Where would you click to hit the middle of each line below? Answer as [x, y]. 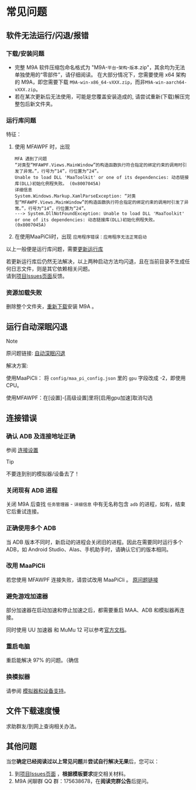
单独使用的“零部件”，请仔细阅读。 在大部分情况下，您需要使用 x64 [94, 74]
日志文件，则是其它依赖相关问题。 [52, 269]
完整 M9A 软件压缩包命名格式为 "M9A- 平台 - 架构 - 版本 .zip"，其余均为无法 [100, 67]
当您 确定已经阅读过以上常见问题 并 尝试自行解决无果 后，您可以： [83, 761]
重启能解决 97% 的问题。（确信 [42, 660]
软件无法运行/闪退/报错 [48, 35]
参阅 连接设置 [22, 450]
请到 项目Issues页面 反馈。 [37, 276]
